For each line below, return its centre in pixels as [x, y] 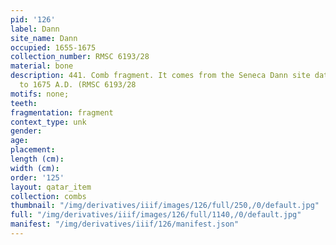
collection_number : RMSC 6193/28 [80, 57]
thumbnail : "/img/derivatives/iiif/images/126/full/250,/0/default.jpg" [165, 206]
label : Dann [35, 29]
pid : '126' [33, 19]
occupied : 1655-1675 [53, 47]
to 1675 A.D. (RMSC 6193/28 [78, 85]
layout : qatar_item [51, 187]
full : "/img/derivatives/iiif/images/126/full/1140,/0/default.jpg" [156, 215]
